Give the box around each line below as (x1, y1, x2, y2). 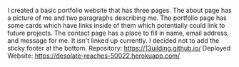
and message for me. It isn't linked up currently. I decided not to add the (7, 36, 220, 45)
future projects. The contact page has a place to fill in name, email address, (7, 29, 230, 37)
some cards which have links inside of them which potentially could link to (7, 21, 225, 29)
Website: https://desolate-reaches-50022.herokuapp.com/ (7, 51, 180, 60)
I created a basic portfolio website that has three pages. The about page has (7, 6, 232, 14)
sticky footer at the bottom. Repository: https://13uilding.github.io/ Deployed (7, 44, 231, 52)
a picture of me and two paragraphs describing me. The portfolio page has (7, 14, 227, 22)
